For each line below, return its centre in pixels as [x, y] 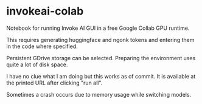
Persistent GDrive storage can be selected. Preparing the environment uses [101, 58]
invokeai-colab [45, 11]
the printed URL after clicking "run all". [54, 83]
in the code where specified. [42, 46]
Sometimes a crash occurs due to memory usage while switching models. [99, 94]
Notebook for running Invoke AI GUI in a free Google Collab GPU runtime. [98, 28]
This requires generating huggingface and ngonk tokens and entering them [100, 40]
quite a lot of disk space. [37, 64]
